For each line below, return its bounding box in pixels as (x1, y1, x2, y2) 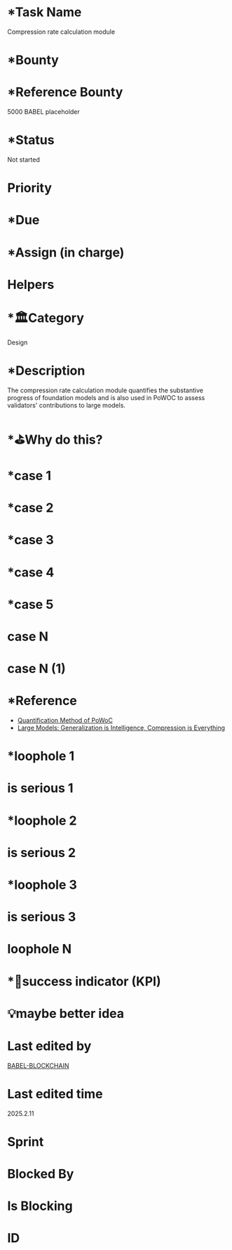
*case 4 (7, 564, 55, 580)
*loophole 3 (7, 877, 77, 893)
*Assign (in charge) (7, 244, 125, 260)
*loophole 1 (7, 748, 75, 764)
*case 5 (7, 596, 54, 612)
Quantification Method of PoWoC (17, 716, 114, 725)
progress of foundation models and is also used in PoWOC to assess (7, 393, 205, 401)
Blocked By (7, 1166, 74, 1182)
